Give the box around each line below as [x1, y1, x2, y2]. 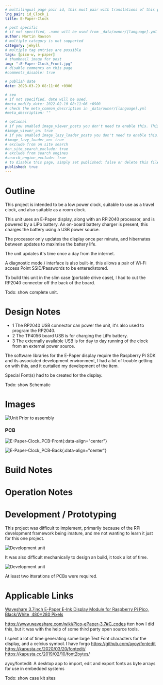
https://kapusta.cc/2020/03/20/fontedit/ [5, 646, 86, 652]
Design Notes [5, 306, 61, 317]
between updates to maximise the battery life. [5, 241, 97, 247]
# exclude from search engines [5, 151, 68, 156]
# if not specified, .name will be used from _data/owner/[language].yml [5, 30, 158, 35]
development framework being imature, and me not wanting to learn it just [5, 530, 153, 536]
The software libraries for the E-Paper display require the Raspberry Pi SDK [5, 352, 156, 358]
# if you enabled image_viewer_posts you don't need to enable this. [5, 124, 149, 129]
